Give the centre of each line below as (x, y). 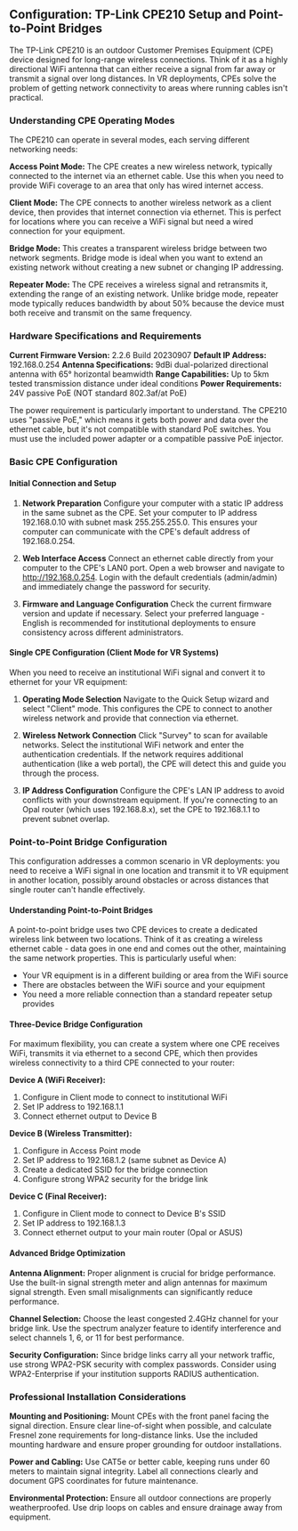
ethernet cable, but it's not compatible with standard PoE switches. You (140, 429)
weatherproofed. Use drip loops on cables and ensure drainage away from (146, 1507)
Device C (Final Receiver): (58, 1196)
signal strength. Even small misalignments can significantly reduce (131, 1291)
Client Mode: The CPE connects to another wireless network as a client (141, 203)
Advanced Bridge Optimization (68, 1253)
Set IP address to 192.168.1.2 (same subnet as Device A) (124, 1160)
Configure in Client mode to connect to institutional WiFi (125, 1097)
